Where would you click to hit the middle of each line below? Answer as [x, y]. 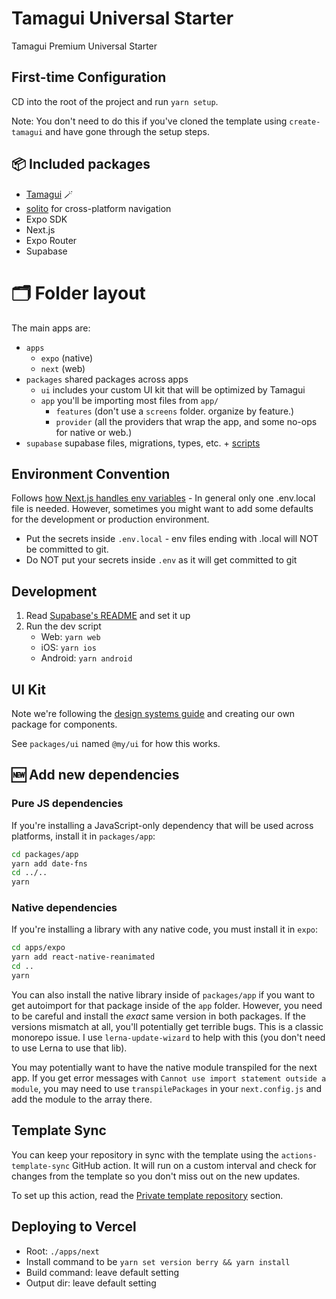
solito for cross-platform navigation [98, 208]
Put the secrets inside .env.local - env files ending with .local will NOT [172, 539]
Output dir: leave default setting [91, 1283]
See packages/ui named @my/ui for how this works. [116, 743]
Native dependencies [64, 908]
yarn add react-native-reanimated [83, 957]
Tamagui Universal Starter [122, 18]
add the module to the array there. [82, 1099]
